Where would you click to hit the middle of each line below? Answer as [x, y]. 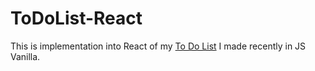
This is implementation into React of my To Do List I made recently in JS [158, 46]
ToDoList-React [76, 18]
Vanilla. [25, 56]
